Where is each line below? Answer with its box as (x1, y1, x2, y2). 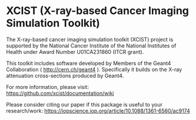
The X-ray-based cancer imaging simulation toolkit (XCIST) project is (6, 36, 174, 43)
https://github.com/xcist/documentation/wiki (6, 90, 114, 97)
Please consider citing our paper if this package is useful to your (6, 101, 163, 108)
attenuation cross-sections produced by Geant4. (6, 72, 124, 79)
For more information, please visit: (6, 83, 89, 90)
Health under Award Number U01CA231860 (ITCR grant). (6, 48, 144, 55)
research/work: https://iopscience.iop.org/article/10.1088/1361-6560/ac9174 (6, 107, 190, 114)
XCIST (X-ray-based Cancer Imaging (6, 4, 190, 18)
